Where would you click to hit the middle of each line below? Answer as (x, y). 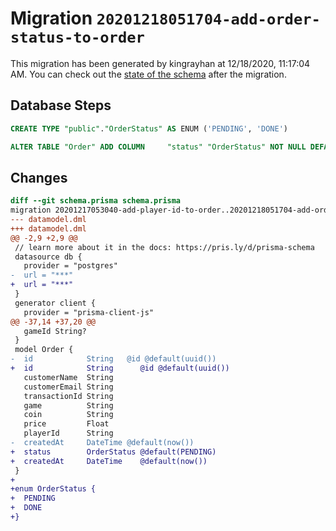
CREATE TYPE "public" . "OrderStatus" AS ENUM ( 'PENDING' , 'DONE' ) (149, 128)
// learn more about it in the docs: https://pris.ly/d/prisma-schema (164, 247)
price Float (66, 424)
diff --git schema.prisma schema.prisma (96, 201)
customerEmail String (68, 387)
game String (68, 405)
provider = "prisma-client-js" (89, 312)
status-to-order (77, 37)
